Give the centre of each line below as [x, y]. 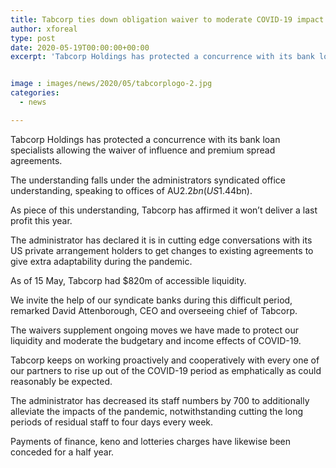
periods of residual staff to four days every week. [112, 422]
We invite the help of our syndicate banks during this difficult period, [151, 300]
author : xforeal [44, 29]
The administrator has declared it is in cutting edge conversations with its [161, 240]
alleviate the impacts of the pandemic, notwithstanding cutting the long [157, 411]
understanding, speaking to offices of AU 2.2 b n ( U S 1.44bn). [131, 190]
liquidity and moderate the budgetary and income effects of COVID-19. [156, 340]
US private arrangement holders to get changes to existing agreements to [162, 250]
